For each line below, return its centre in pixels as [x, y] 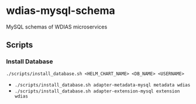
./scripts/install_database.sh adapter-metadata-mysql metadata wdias [102, 85]
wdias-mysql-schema [61, 11]
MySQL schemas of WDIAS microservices [57, 27]
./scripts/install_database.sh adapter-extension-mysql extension [97, 91]
